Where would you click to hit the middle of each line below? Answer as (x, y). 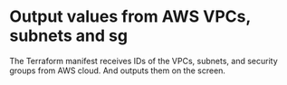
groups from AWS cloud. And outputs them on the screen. (118, 71)
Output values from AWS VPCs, (130, 17)
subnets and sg (69, 36)
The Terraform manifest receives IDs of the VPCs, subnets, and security (143, 61)
